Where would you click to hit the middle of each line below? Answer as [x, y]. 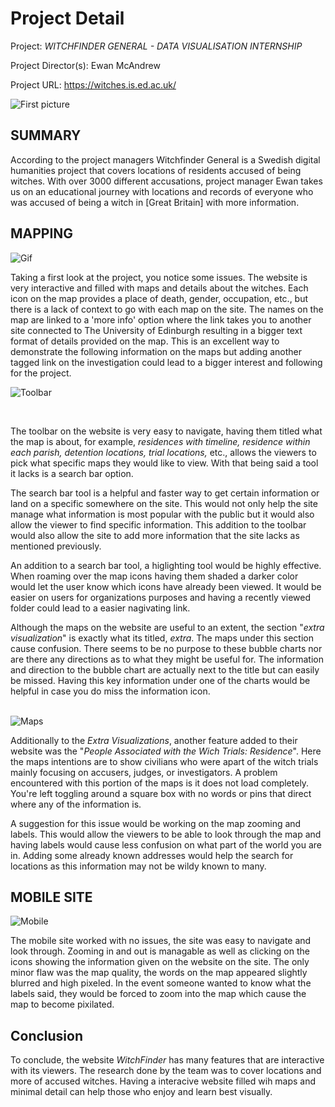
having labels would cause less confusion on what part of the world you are [166, 844]
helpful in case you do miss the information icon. [110, 691]
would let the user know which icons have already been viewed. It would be [166, 586]
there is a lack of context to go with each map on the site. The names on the [167, 309]
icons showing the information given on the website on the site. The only [160, 962]
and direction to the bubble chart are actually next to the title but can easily [165, 669]
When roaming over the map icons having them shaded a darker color [154, 576]
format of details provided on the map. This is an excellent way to [145, 341]
